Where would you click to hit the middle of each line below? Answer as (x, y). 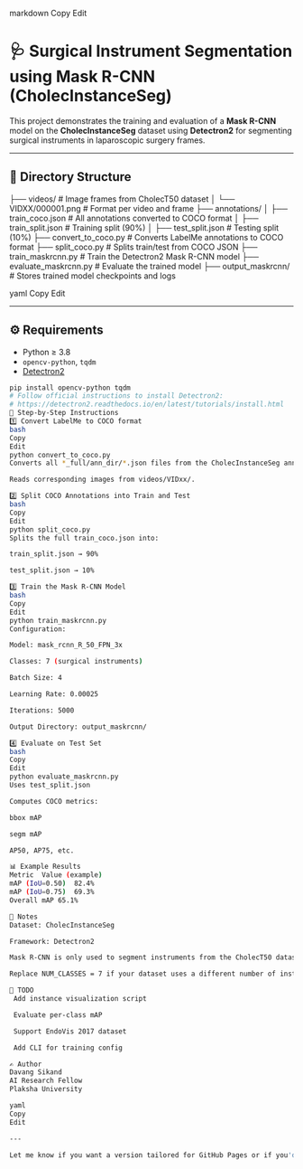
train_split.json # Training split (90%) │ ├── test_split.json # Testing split (144, 227)
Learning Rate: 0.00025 (54, 694)
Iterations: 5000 (42, 710)
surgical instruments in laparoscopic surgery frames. (107, 140)
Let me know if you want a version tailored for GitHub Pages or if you (149, 1155)
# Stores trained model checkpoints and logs (92, 276)
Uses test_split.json (50, 786)
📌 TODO (22, 990)
